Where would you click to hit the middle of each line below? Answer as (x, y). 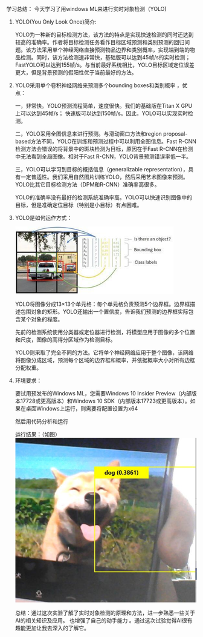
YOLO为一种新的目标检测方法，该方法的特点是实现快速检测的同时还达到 (104, 35)
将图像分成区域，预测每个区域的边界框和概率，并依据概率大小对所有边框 (105, 360)
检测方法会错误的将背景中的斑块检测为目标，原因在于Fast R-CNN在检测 (104, 149)
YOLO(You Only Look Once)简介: (56, 22)
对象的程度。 (47, 319)
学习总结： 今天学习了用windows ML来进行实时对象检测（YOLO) (87, 9)
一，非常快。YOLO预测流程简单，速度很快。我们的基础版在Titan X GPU (104, 106)
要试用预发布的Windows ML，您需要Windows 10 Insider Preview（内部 (103, 393)
